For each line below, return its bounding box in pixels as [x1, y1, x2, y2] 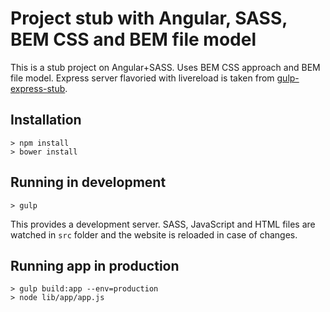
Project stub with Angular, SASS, [10, 7, 288, 30]
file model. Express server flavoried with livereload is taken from [10, 72, 275, 84]
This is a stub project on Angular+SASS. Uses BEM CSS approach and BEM [10, 61, 321, 73]
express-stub [10, 82, 66, 94]
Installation [10, 112, 82, 129]
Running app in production [10, 257, 180, 274]
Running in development [10, 174, 167, 191]
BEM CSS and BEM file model [10, 28, 257, 51]
